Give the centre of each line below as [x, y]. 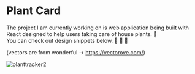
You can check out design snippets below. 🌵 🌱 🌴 [67, 40]
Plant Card [34, 11]
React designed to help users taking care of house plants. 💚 [82, 34]
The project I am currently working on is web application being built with [97, 28]
